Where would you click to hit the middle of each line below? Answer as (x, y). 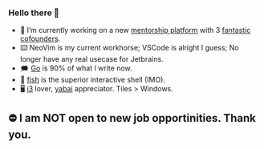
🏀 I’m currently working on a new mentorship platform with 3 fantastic (135, 30)
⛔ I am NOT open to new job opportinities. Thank (132, 118)
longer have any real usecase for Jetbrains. (91, 59)
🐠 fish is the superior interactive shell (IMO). (93, 80)
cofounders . (40, 38)
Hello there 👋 (34, 13)
